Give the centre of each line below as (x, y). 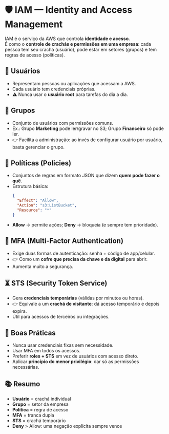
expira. (19, 311)
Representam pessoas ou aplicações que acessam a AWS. (74, 83)
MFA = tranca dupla (33, 415)
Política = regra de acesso (40, 410)
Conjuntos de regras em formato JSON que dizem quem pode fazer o (86, 176)
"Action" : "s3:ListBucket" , (47, 205)
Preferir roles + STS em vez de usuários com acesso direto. (75, 356)
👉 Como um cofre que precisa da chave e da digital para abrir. (80, 259)
